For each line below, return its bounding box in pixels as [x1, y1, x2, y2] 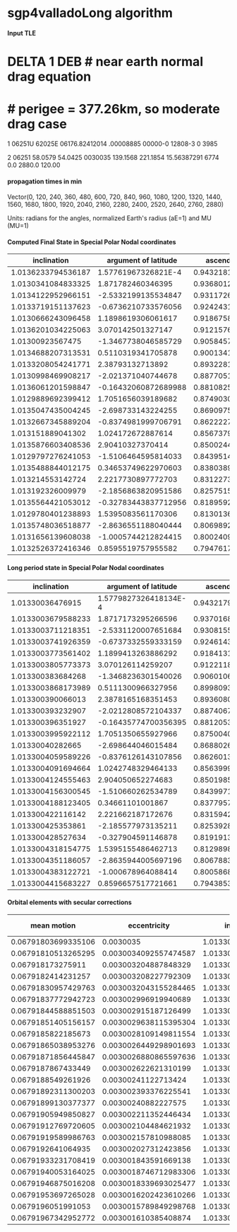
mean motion [30, 920, 76, 930]
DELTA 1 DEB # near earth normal [7, 53, 203, 69]
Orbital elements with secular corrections [7, 898, 132, 907]
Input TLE [7, 28, 37, 37]
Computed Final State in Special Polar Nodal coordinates [7, 237, 176, 246]
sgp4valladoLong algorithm [7, 5, 173, 21]
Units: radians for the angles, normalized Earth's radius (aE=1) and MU [7, 214, 212, 222]
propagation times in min [7, 177, 83, 186]
